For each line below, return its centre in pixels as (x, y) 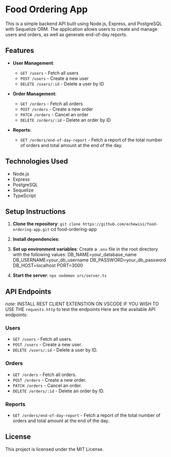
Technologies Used (36, 162)
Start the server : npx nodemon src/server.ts (60, 276)
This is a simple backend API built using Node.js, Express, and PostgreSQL (84, 24)
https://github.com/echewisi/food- (120, 224)
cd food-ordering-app (74, 230)
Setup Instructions (35, 211)
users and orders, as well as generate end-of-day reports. (66, 34)
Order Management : (35, 94)
